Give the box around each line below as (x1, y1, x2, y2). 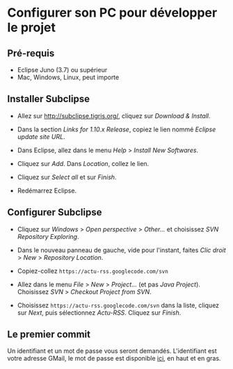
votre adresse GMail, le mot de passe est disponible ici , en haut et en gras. (7, 354, 221, 363)
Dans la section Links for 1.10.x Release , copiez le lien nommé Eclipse (17, 125, 216, 133)
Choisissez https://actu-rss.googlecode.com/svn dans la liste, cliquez (17, 301, 220, 309)
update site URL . (17, 132, 65, 140)
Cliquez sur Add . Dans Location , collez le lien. (17, 159, 150, 167)
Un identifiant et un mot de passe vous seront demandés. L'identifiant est (7, 347, 217, 355)
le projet (7, 19, 56, 35)
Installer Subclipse (7, 93, 90, 105)
